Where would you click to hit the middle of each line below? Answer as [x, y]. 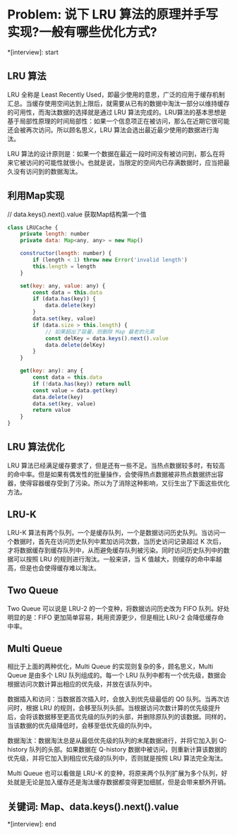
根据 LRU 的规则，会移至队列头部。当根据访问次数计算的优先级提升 [123, 708]
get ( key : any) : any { [51, 371]
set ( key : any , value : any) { [63, 286]
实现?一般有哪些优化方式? [82, 32]
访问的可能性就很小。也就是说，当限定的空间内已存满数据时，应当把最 [128, 162]
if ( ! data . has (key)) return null [82, 384]
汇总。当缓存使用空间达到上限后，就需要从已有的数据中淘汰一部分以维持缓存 [119, 103]
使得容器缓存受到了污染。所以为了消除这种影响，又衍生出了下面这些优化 [124, 483]
